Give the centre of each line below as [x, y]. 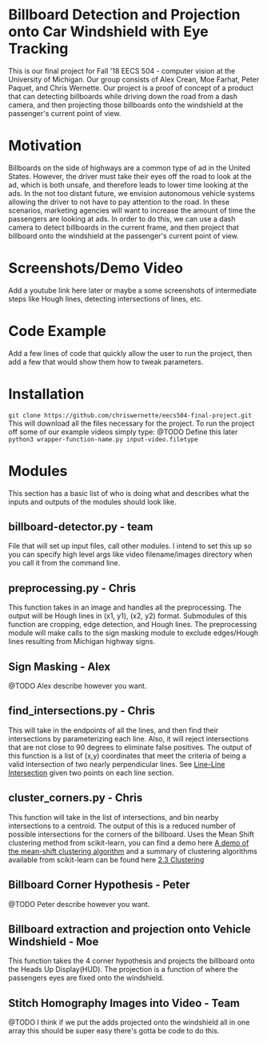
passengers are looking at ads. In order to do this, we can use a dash [122, 218]
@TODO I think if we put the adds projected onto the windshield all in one [129, 1022]
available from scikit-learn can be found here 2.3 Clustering [106, 859]
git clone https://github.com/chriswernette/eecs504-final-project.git [130, 415]
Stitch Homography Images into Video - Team [124, 1003]
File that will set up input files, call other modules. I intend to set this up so [130, 546]
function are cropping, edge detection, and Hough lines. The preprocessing [133, 625]
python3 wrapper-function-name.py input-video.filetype [103, 439]
